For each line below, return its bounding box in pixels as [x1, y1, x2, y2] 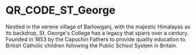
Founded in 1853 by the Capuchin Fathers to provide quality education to [5, 35, 186, 43]
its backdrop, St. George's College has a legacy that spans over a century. [5, 29, 189, 36]
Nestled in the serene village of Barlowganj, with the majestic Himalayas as [5, 23, 191, 30]
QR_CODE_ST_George [5, 4, 116, 17]
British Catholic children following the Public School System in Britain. [5, 42, 178, 49]
